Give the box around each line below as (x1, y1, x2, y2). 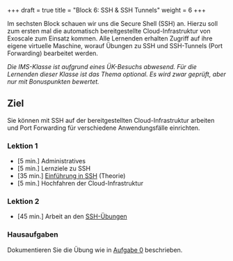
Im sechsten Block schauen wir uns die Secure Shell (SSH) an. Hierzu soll (7, 20, 218, 27)
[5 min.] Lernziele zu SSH (17, 164, 91, 173)
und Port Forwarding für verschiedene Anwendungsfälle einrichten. (7, 124, 200, 132)
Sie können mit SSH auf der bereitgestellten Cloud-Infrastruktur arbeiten (7, 116, 215, 124)
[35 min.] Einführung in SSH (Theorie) (17, 172, 126, 180)
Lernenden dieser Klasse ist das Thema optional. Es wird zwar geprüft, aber (7, 70, 226, 78)
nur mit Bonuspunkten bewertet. (7, 77, 99, 86)
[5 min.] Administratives (17, 157, 86, 165)
